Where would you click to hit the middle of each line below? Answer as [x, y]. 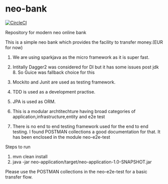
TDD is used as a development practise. [54, 91]
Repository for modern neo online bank [46, 32]
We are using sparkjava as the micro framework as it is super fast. [81, 57]
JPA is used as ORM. [34, 102]
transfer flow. [19, 177]
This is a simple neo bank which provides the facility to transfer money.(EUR [84, 42]
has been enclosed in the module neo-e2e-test [61, 137]
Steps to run [18, 147]
